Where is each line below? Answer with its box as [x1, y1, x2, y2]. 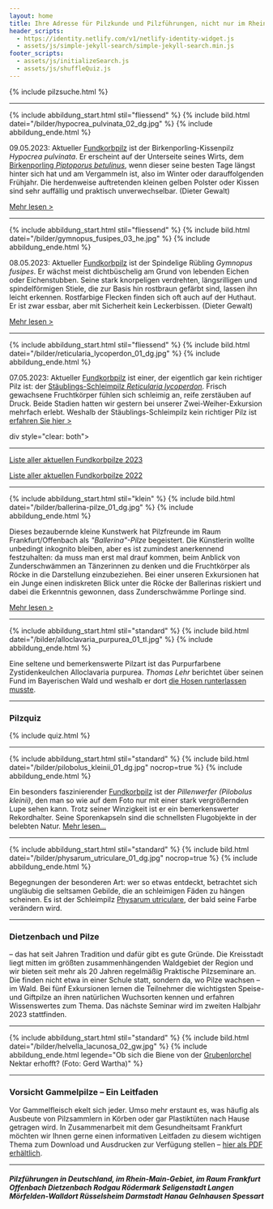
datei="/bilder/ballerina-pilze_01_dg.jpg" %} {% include [9, 502, 194, 512]
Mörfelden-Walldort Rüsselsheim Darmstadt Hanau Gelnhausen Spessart [9, 1191, 264, 1201]
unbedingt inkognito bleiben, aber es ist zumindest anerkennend [9, 543, 224, 553]
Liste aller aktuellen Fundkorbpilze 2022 [9, 470, 143, 480]
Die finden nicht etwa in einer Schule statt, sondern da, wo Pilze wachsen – [9, 975, 261, 985]
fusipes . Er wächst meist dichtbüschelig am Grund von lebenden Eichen [9, 266, 250, 276]
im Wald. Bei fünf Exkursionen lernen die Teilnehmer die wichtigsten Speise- [9, 984, 265, 994]
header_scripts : [9, 27, 64, 35]
